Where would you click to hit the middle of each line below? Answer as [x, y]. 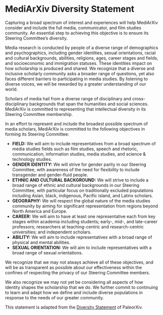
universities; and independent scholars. [52, 232]
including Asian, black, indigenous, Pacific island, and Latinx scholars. [82, 195]
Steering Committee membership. [39, 114]
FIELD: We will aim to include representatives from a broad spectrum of [84, 143]
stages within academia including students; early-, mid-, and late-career [85, 222]
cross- [139, 98]
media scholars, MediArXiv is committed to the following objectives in [75, 129]
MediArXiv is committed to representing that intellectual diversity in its [76, 109]
